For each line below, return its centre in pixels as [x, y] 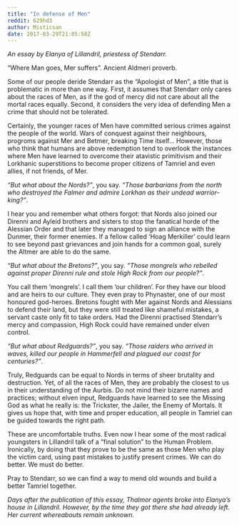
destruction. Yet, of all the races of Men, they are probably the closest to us [118, 383]
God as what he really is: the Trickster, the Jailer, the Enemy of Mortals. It [115, 405]
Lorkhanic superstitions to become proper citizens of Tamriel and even [111, 164]
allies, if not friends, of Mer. [48, 171]
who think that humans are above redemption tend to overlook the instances [119, 149]
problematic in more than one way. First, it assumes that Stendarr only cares [119, 89]
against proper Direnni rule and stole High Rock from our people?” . [106, 273]
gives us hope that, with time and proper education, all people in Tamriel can [120, 413]
